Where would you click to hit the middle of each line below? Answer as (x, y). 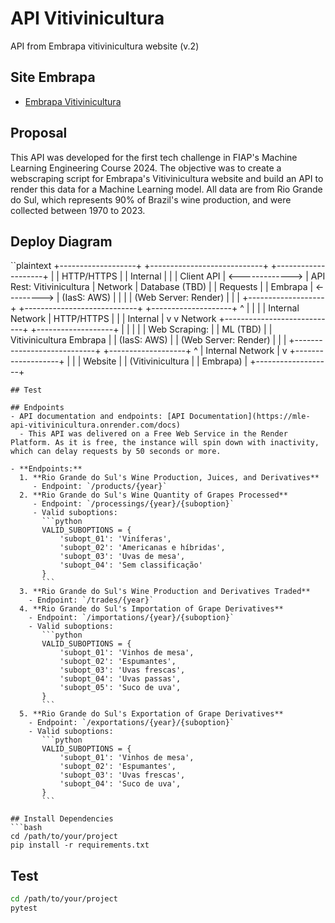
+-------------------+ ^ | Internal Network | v (195, 351)
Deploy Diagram (61, 241)
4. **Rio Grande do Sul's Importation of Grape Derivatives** (151, 609)
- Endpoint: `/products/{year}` (100, 487)
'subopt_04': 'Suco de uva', (120, 784)
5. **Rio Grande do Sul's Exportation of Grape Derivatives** (151, 714)
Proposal (39, 133)
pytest (24, 908)
